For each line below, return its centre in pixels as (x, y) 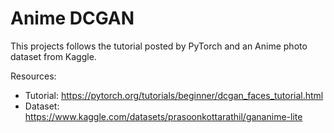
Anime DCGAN (72, 18)
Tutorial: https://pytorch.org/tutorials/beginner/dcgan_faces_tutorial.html (174, 95)
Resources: (33, 76)
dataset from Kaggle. (53, 56)
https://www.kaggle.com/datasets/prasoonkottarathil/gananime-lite (163, 116)
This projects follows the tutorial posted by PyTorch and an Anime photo (159, 46)
